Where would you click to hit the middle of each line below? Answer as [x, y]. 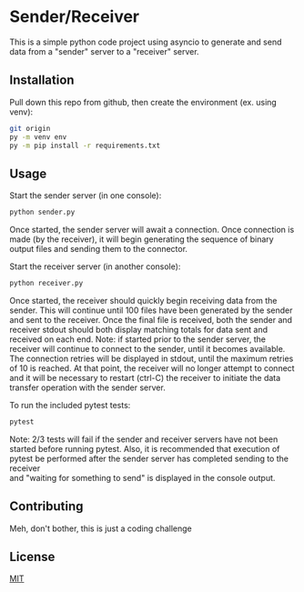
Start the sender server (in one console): [86, 196]
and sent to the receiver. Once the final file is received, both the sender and [151, 319]
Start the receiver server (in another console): [95, 266]
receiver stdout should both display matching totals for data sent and [139, 329]
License [32, 557]
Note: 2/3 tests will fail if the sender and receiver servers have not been [144, 439]
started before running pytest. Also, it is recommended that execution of [145, 448]
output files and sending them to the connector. [99, 249]
